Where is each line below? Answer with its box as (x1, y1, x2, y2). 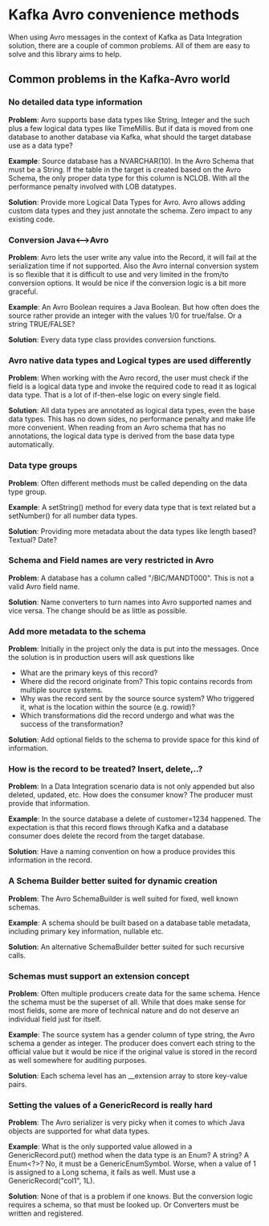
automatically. (8, 440, 55, 450)
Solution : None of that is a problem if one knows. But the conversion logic (8, 1191, 254, 1201)
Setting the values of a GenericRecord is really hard (8, 1099, 213, 1110)
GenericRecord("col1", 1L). (8, 1176, 95, 1186)
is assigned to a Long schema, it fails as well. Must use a (8, 1167, 196, 1177)
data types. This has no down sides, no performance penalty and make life (8, 414, 256, 424)
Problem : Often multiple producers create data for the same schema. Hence (8, 989, 261, 998)
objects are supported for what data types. (8, 1126, 150, 1136)
